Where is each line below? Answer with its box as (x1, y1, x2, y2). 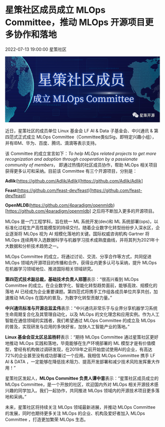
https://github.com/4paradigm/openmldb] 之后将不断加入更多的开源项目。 (6, 208, 157, 214)
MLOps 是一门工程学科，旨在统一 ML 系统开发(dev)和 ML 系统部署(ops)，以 (5, 218, 159, 224)
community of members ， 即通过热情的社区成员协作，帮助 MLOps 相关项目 (5, 162, 158, 168)
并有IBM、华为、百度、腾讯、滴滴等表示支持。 (5, 140, 99, 146)
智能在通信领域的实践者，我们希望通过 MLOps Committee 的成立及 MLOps (5, 318, 156, 324)
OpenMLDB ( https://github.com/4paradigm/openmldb (5, 202, 113, 208)
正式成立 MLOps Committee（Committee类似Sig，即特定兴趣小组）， (18, 134, 157, 140)
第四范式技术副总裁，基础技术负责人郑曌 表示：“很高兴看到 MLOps (5, 276, 139, 282)
